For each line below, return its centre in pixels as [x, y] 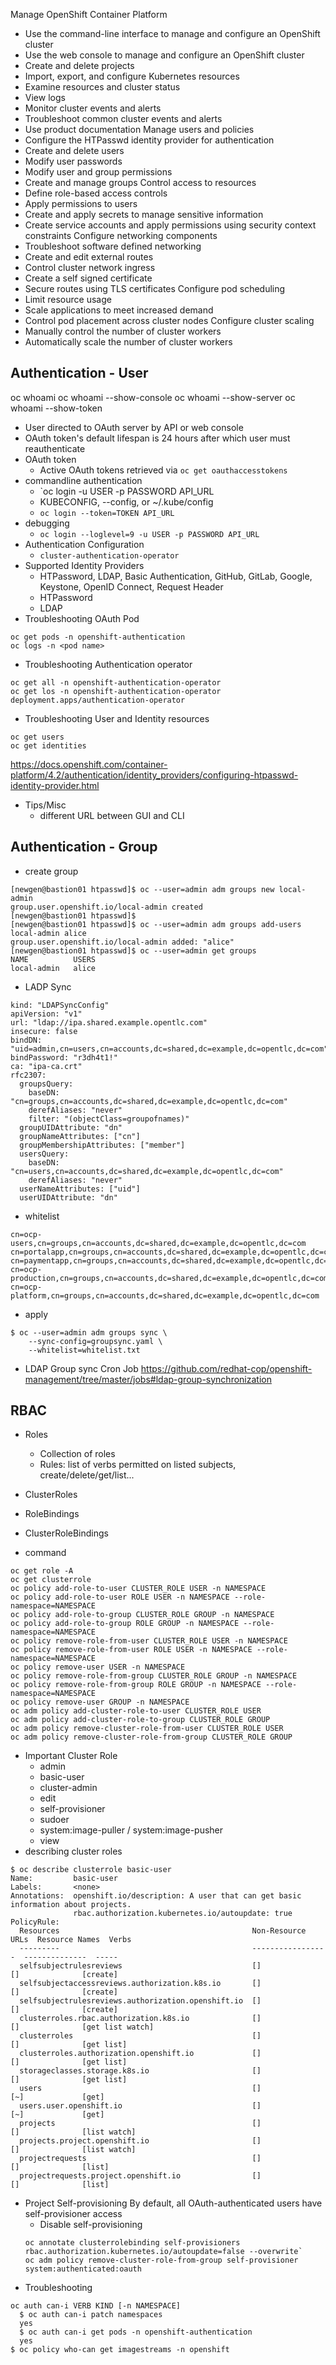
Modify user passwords [73, 161]
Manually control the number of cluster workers [123, 331]
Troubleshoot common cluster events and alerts [123, 118]
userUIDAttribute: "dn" [68, 1197]
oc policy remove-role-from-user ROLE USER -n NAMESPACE [131, 1650]
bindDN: [26, 1040]
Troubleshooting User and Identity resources [117, 718]
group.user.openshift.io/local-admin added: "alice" [122, 942]
